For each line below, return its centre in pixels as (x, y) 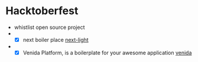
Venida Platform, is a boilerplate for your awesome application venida (107, 53)
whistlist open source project (49, 27)
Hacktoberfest (42, 11)
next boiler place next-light (56, 40)
